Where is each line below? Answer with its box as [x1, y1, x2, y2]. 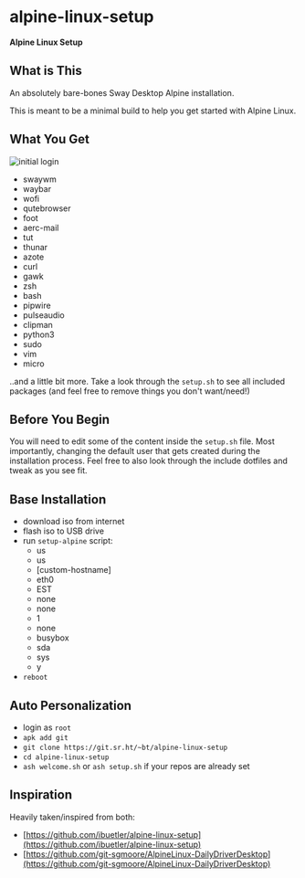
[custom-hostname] [36, 565, 111, 576]
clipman [22, 319, 53, 330]
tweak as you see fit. [9, 465, 89, 476]
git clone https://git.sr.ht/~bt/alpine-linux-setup [22, 743, 228, 752]
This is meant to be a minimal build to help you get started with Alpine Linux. [9, 105, 297, 116]
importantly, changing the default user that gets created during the [9, 446, 260, 457]
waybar [22, 183, 52, 194]
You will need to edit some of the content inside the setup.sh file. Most [9, 436, 276, 447]
